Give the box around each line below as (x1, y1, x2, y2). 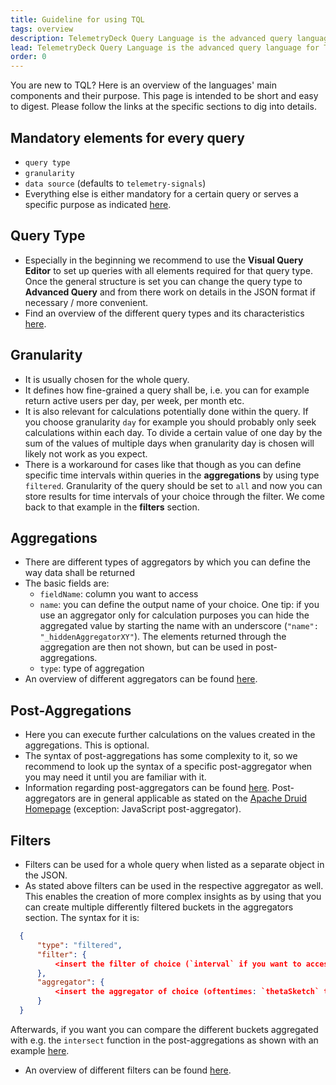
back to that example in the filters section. (24, 501, 200, 513)
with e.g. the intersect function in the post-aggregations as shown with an (10, 1034, 319, 1046)
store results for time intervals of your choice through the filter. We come (24, 490, 325, 502)
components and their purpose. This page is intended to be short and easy (10, 90, 319, 102)
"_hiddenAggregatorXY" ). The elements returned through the (39, 631, 287, 643)
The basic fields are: (24, 577, 110, 590)
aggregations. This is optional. (24, 739, 150, 751)
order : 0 (10, 52, 47, 62)
